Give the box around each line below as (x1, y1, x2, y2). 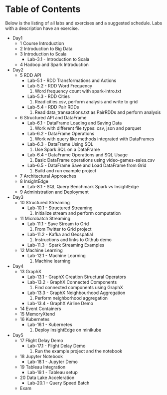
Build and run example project (34, 167, 97, 173)
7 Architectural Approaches (19, 173, 76, 179)
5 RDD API (19, 72, 41, 78)
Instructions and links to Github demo (34, 236, 112, 243)
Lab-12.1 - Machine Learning (27, 252, 86, 258)
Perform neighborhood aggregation (34, 295, 108, 301)
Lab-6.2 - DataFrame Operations (27, 130, 95, 136)
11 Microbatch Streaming (19, 215, 71, 221)
